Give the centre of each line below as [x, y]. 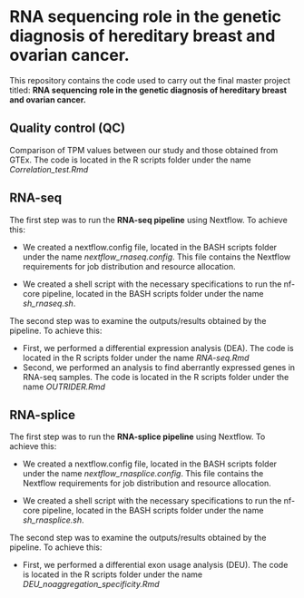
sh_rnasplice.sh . [53, 520]
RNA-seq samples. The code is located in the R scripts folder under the [156, 377]
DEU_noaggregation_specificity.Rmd [91, 584]
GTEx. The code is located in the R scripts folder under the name [130, 160]
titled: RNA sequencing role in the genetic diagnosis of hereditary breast [148, 90]
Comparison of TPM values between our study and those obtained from [144, 150]
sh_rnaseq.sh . [49, 303]
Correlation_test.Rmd [49, 169]
